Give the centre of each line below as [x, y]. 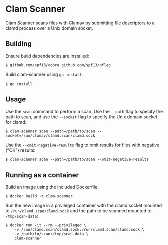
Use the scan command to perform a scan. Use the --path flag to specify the [84, 111]
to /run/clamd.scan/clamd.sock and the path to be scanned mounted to [78, 211]
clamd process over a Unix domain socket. [49, 28]
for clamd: [16, 122]
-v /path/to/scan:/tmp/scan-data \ [51, 234]
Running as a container [42, 175]
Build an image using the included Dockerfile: [52, 187]
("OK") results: [20, 150]
